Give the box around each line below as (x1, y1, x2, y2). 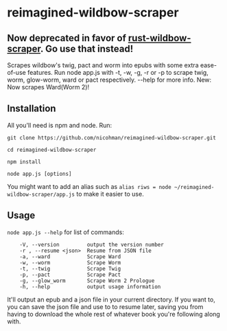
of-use (7, 69, 26, 76)
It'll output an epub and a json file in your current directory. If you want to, (7, 295, 216, 304)
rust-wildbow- (128, 32, 191, 44)
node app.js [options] (7, 170, 72, 177)
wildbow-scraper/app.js (7, 191, 75, 198)
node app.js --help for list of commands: (7, 228, 125, 236)
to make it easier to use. (76, 190, 144, 198)
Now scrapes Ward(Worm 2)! (7, 83, 90, 91)
